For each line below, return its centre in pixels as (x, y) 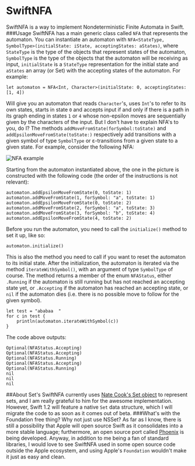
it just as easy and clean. (36, 457)
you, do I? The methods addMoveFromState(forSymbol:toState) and (86, 128)
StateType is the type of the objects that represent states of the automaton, (96, 51)
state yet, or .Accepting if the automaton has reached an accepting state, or (97, 288)
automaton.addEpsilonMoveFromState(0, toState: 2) (69, 203)
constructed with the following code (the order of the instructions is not (92, 175)
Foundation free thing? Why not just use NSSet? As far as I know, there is (94, 419)
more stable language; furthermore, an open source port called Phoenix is (95, 432)
